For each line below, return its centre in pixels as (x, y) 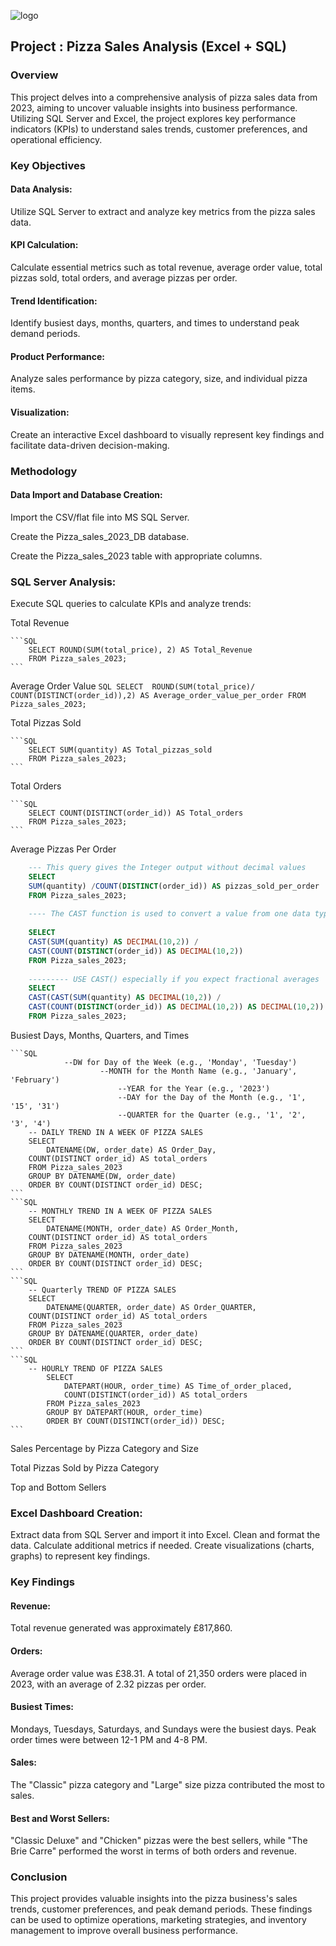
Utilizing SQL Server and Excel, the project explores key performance (153, 118)
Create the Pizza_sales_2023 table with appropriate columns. (136, 556)
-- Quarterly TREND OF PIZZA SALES (102, 1290)
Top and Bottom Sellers (58, 1487)
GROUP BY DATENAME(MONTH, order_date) (109, 1255)
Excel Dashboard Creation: (76, 1513)
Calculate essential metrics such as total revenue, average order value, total (166, 267)
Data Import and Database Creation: (86, 495)
